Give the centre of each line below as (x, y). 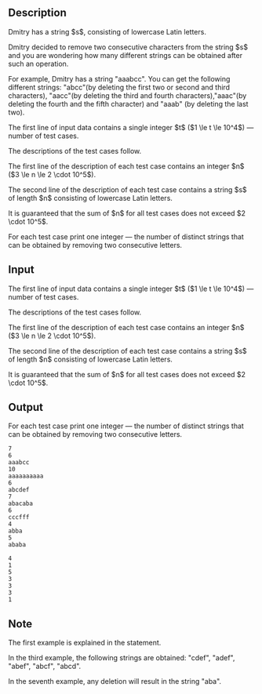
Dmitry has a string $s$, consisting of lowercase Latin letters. (107, 31)
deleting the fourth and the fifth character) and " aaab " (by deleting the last (128, 104)
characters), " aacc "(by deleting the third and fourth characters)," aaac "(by (127, 95)
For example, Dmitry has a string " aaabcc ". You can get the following (119, 78)
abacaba (21, 504)
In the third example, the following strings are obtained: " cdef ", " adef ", (122, 658)
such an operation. (38, 64)
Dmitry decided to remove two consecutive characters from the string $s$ (128, 47)
